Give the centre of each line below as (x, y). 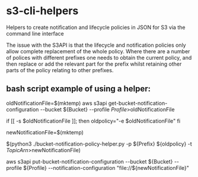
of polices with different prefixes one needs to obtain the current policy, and (99, 57)
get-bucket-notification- (138, 103)
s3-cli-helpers (42, 11)
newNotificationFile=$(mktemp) (45, 132)
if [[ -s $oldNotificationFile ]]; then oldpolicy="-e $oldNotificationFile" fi (93, 121)
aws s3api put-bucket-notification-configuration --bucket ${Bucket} (90, 162)
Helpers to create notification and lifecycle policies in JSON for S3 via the (96, 27)
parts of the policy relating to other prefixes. (60, 70)
